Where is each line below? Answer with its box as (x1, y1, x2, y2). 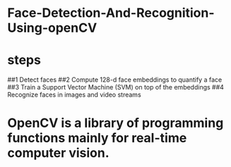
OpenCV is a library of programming (7, 115, 224, 131)
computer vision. (7, 145, 109, 161)
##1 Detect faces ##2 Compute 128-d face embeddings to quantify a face (7, 75, 223, 84)
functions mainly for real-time (7, 130, 187, 146)
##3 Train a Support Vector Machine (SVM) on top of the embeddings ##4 (7, 83, 225, 92)
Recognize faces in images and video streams (7, 90, 141, 99)
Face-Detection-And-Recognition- (7, 5, 215, 21)
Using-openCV (7, 20, 97, 36)
